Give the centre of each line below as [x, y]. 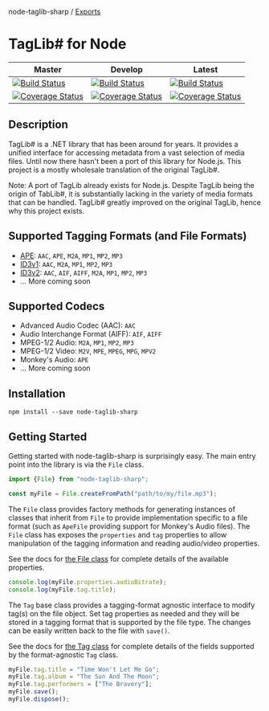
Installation [37, 393]
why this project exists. [47, 210]
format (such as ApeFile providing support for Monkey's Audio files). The [129, 526]
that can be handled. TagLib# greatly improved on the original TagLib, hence [134, 202]
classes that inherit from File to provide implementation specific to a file [128, 517]
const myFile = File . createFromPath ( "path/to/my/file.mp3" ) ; [113, 493]
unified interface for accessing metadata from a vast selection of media [126, 153]
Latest [206, 69]
